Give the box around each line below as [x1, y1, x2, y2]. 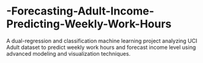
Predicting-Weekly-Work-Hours [6, 17, 172, 31]
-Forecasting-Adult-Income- [6, 4, 154, 18]
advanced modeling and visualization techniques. [6, 50, 131, 57]
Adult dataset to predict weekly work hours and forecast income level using [6, 44, 196, 51]
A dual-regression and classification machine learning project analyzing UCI [6, 37, 198, 44]
